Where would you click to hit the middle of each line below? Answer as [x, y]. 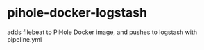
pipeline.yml [25, 39]
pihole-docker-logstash [77, 13]
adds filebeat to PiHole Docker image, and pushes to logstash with [102, 32]
